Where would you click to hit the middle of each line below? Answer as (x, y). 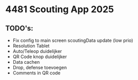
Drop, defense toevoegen (40, 68)
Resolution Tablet (31, 46)
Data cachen (26, 62)
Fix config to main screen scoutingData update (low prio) (73, 40)
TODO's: (19, 28)
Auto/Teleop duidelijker (37, 51)
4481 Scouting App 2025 (60, 9)
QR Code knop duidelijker (40, 57)
